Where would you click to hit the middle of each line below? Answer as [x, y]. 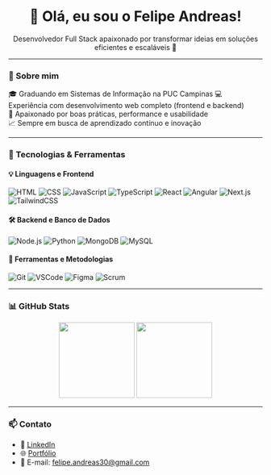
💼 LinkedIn [38, 445]
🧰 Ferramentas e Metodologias [61, 259]
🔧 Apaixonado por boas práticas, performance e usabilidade [108, 114]
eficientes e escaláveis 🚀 [135, 47]
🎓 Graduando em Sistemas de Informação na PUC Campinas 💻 [115, 94]
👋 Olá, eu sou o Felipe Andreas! [135, 17]
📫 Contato [30, 424]
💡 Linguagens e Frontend [51, 173]
